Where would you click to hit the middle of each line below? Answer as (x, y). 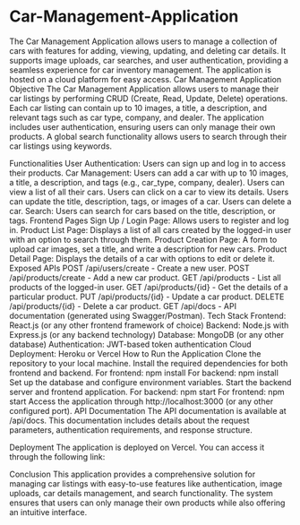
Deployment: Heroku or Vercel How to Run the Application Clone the (135, 353)
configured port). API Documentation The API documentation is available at (148, 410)
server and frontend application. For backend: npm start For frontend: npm (147, 392)
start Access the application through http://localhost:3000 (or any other (141, 401)
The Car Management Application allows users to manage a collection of (143, 41)
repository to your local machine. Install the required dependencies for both (149, 363)
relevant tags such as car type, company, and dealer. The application (137, 117)
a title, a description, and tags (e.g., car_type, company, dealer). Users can (147, 182)
